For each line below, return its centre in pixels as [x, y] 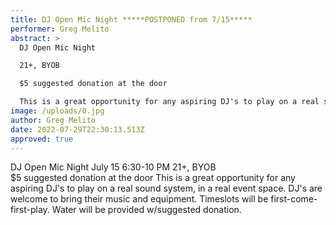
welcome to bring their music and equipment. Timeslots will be [139, 199]
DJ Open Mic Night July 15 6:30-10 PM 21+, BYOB [113, 167]
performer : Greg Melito [60, 29]
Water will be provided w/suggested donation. [146, 210]
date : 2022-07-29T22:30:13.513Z [77, 129]
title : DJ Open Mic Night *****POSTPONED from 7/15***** [131, 19]
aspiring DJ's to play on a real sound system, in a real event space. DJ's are [166, 188]
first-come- [294, 199]
